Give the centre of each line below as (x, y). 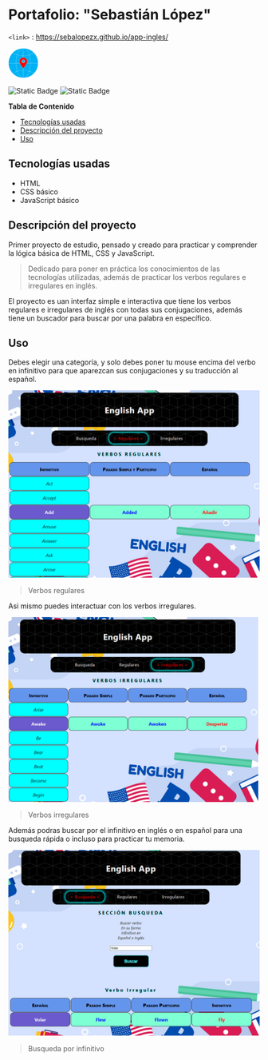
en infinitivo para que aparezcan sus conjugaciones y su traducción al (123, 371)
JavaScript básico (49, 200)
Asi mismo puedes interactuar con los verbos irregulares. (102, 606)
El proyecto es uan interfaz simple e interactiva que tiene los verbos (120, 301)
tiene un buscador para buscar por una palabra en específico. (110, 318)
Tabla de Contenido (41, 106)
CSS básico (39, 191)
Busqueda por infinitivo (66, 1048)
